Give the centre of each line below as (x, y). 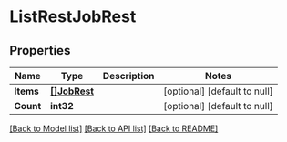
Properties (40, 51)
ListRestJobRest (73, 17)
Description (128, 76)
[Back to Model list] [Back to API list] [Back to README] (114, 128)
